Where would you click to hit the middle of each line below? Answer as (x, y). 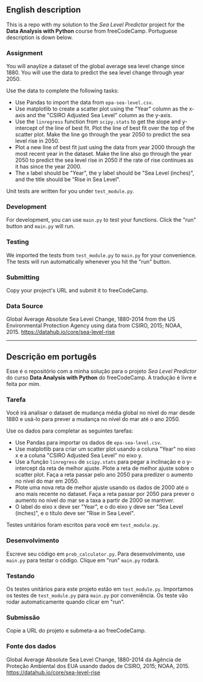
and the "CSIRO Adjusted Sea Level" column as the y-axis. (99, 115)
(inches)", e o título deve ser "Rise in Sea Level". (75, 513)
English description (44, 10)
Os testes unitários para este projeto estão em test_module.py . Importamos (100, 589)
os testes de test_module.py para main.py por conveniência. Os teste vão (97, 595)
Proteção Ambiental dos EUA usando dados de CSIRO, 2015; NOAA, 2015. (98, 666)
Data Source (25, 306)
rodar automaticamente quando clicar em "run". (66, 602)
